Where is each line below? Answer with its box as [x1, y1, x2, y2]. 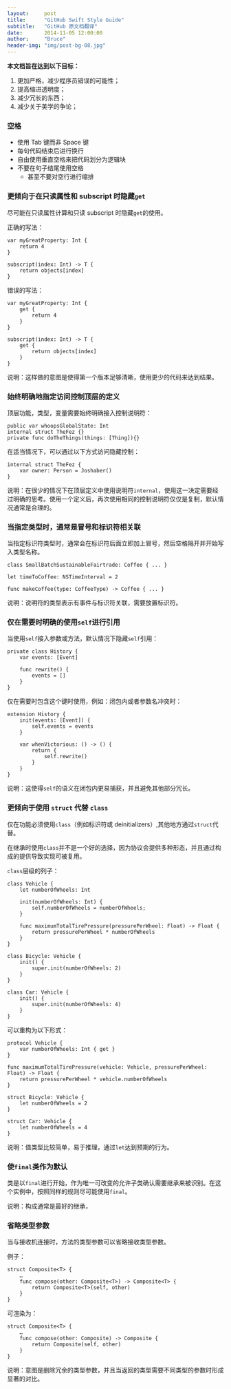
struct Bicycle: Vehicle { [7, 1094, 85, 1100]
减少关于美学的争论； [16, 103, 78, 110]
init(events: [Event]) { [19, 717, 91, 724]
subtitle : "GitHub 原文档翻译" [7, 23, 98, 30]
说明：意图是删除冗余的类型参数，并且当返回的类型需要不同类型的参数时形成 [7, 1366, 224, 1375]
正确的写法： [7, 223, 43, 231]
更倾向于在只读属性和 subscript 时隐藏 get [7, 191, 146, 201]
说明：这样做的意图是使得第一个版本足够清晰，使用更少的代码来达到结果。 [7, 373, 218, 381]
